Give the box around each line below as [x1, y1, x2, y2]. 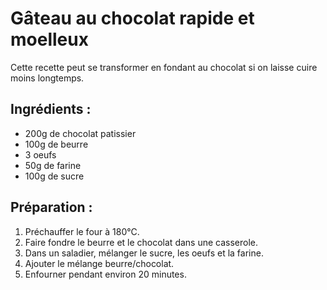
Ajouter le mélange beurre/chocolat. [24, 257, 175, 269]
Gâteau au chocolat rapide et [10, 7, 255, 30]
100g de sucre [24, 170, 85, 182]
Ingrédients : [10, 101, 92, 118]
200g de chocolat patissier [24, 127, 137, 139]
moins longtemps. [10, 72, 85, 84]
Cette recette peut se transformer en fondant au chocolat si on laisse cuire [10, 61, 318, 73]
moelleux [10, 28, 89, 51]
